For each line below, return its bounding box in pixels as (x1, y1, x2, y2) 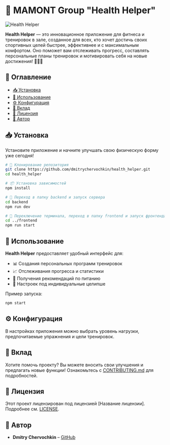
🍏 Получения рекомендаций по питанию (12, 275, 101, 281)
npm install (5, 185, 30, 191)
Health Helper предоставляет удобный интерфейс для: (5, 250, 124, 256)
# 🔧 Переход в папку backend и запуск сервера (5, 195, 105, 200)
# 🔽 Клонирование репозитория (5, 162, 69, 167)
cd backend (5, 199, 28, 205)
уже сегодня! (5, 152, 34, 158)
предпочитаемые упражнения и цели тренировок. (5, 333, 115, 339)
